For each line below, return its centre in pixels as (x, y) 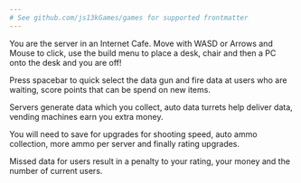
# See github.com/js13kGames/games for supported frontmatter (129, 18)
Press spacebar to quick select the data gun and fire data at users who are (148, 80)
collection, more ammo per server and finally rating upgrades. (125, 143)
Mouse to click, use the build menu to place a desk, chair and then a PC (143, 53)
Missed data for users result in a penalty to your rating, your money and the (150, 161)
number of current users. (56, 170)
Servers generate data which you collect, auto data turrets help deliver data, (151, 107)
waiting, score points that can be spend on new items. (110, 89)
